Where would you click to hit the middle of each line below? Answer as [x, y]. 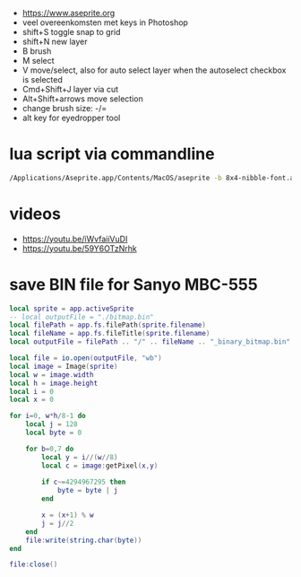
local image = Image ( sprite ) [64, 366]
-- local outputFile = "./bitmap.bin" [82, 317]
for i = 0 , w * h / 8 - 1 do [48, 416]
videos [35, 214]
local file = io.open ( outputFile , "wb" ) [86, 358]
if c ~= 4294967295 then [84, 482]
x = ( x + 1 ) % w [68, 515]
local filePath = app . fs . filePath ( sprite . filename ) [107, 325]
